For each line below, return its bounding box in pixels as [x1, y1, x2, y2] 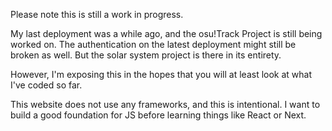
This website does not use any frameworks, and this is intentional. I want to [10, 99, 321, 110]
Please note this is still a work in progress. [10, 9, 184, 20]
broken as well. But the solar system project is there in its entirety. [10, 49, 282, 61]
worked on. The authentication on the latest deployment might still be [10, 39, 297, 50]
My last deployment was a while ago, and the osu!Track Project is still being [10, 28, 323, 39]
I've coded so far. [10, 79, 83, 91]
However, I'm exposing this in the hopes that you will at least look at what [10, 69, 313, 80]
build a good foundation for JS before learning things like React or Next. [10, 109, 307, 121]
